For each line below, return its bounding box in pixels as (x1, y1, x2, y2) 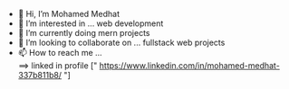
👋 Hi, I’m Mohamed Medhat (17, 9, 120, 19)
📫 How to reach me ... (17, 48, 102, 58)
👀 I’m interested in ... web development (17, 18, 164, 29)
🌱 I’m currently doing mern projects (17, 28, 150, 38)
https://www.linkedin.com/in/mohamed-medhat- (99, 60, 281, 71)
